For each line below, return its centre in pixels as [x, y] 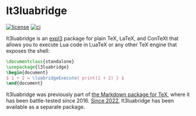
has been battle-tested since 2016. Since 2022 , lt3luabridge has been [90, 101]
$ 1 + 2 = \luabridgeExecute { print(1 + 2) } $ [65, 78]
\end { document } [25, 83]
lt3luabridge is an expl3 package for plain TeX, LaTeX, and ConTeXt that [92, 38]
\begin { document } [27, 72]
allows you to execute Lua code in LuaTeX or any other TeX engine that [92, 45]
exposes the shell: [28, 50]
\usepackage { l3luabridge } [37, 67]
